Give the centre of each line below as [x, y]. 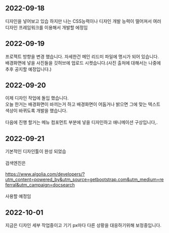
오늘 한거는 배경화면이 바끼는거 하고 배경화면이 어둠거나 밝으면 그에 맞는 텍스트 [83, 104]
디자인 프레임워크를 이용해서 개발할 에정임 [47, 27]
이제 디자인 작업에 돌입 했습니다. [37, 98]
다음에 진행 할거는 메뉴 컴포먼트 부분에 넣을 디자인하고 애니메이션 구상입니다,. [81, 122]
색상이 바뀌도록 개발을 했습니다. [36, 111]
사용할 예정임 [18, 196]
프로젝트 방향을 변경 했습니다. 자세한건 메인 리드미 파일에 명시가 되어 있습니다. [82, 56]
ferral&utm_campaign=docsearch [40, 185]
